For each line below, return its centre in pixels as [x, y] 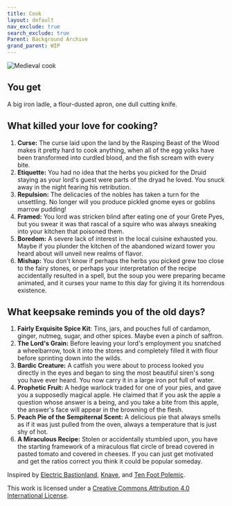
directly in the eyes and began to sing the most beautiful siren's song [116, 373]
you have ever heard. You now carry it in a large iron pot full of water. [116, 380]
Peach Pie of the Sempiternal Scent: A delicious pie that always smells [119, 417]
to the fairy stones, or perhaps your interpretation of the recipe [107, 268]
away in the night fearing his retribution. [74, 187]
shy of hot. [33, 432]
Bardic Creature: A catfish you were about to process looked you [110, 366]
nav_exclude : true [34, 26]
